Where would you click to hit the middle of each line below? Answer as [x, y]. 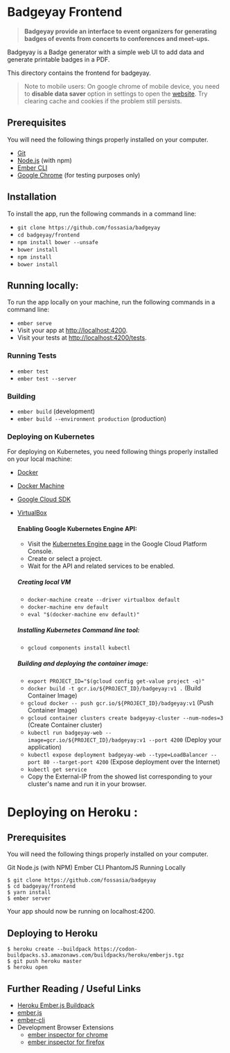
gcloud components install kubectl [79, 648]
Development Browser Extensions [65, 1027]
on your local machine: [40, 459]
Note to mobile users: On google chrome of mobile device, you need [122, 86]
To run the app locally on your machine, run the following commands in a [111, 302]
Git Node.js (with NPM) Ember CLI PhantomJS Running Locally [96, 868]
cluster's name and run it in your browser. [87, 784]
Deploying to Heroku [53, 933]
